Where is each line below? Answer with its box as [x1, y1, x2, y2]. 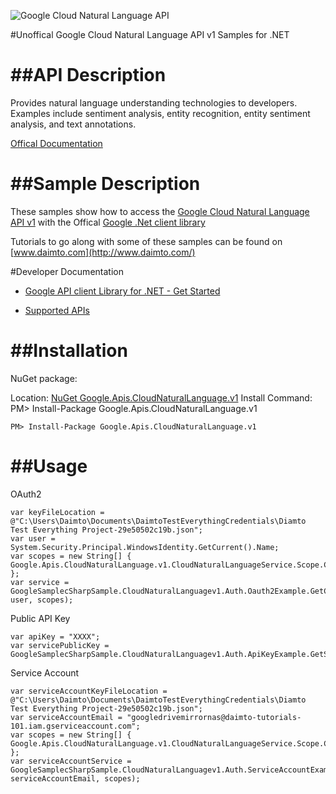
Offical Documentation [10, 137, 103, 149]
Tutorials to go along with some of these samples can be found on [10, 235, 283, 247]
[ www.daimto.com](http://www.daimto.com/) [10, 246, 196, 258]
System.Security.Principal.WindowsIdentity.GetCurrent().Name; [10, 542, 280, 552]
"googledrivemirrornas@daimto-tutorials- [126, 712, 302, 722]
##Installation [10, 340, 128, 362]
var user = [10, 533, 56, 544]
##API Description [10, 64, 167, 87]
